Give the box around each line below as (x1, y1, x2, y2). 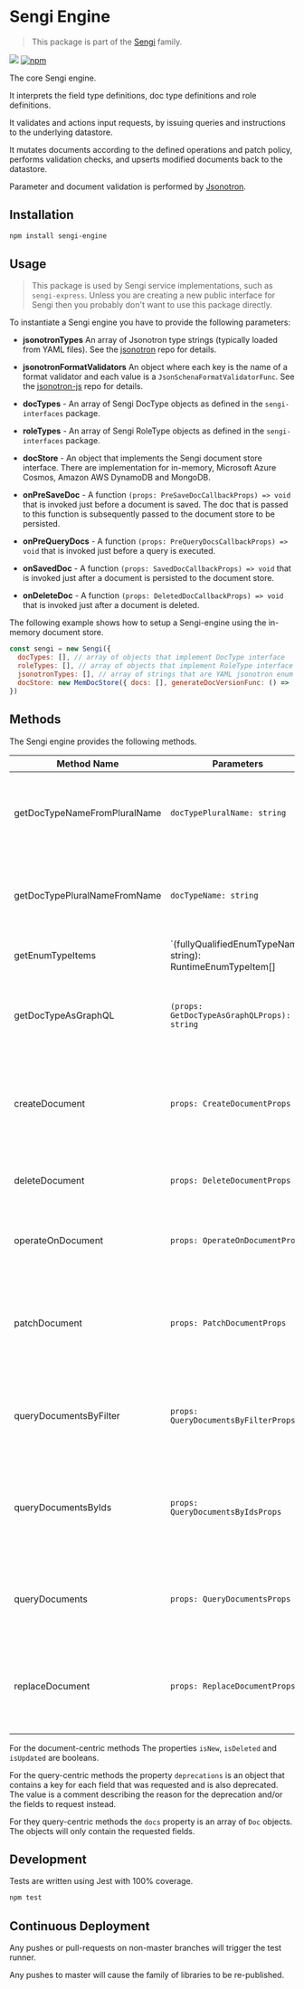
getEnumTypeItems (14, 948, 97, 961)
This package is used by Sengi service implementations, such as (31, 281, 273, 291)
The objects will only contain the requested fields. (9, 1825, 195, 1836)
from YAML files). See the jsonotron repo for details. (22, 344, 217, 355)
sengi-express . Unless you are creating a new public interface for (31, 290, 276, 300)
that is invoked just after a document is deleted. (22, 600, 200, 611)
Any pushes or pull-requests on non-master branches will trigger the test (9, 1943, 282, 1953)
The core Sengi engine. (9, 72, 97, 83)
